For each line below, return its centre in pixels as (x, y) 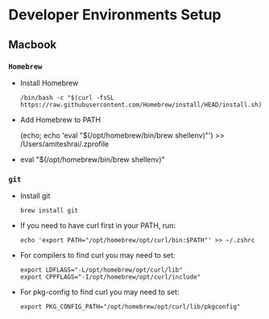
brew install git (49, 211)
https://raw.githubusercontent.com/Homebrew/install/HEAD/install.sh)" (143, 105)
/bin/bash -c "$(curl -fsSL (67, 97)
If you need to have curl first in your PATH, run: (97, 226)
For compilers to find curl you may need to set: (97, 255)
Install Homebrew (49, 83)
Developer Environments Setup (115, 15)
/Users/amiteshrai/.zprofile (64, 143)
